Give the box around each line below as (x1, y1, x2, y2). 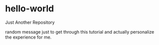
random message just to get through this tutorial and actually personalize (5, 29, 155, 35)
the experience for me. (5, 34, 52, 40)
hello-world (5, 3, 54, 14)
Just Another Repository (5, 19, 55, 25)
